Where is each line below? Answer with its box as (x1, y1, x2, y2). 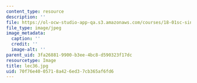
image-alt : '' (11, 47, 46, 53)
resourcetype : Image (6, 57, 57, 63)
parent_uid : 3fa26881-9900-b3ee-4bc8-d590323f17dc (6, 52, 133, 58)
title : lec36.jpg (6, 63, 49, 69)
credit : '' (11, 41, 38, 47)
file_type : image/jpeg (6, 25, 62, 31)
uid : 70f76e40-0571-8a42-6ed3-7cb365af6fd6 (6, 68, 114, 74)
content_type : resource (6, 8, 64, 15)
